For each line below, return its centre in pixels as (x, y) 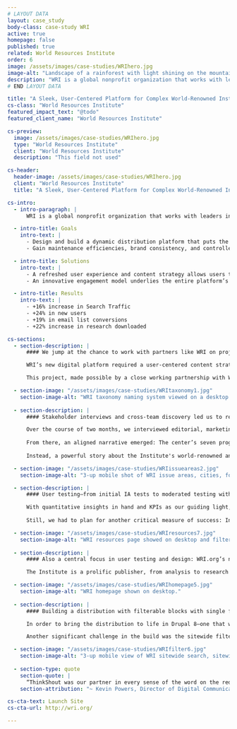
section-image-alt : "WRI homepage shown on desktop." (101, 591)
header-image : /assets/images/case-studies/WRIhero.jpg (97, 177)
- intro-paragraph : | (45, 209)
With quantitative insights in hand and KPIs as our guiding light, (129, 507)
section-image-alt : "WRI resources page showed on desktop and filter (126, 540)
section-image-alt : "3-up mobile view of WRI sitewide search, (115, 656)
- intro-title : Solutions (52, 261)
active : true (26, 34)
